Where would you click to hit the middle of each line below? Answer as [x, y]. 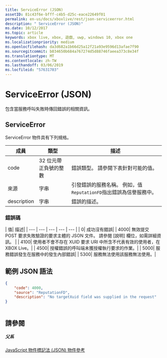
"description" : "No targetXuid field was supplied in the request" [85, 297]
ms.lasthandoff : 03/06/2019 [34, 65]
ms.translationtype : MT [30, 56]
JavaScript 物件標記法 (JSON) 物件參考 [45, 350]
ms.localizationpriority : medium [40, 42]
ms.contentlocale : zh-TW [31, 61]
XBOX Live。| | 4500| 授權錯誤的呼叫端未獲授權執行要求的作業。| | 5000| [80, 248]
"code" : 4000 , [29, 288]
